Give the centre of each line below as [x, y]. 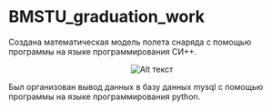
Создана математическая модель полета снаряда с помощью [130, 42]
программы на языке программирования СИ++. [103, 51]
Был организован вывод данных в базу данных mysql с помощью [136, 86]
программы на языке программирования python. [105, 96]
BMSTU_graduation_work [107, 17]
